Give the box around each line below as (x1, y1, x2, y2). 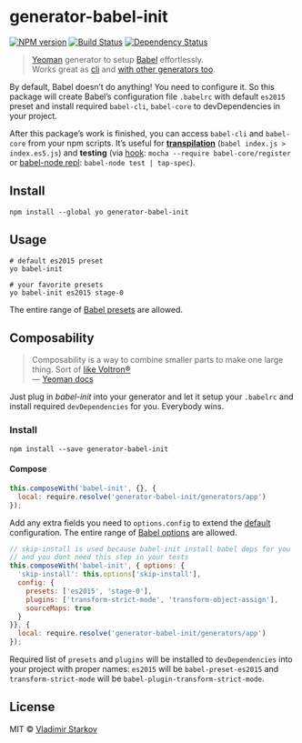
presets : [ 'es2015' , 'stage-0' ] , (25, 587, 153, 596)
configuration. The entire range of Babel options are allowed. (9, 527, 238, 537)
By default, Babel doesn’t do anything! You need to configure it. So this (9, 81, 275, 92)
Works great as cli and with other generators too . (31, 64, 216, 75)
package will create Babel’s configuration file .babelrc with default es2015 (9, 91, 286, 102)
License (9, 699, 55, 715)
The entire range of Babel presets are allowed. (9, 304, 184, 315)
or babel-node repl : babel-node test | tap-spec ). (9, 156, 196, 167)
